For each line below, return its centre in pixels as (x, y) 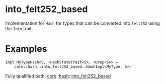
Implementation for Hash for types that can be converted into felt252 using (82, 23)
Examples (26, 49)
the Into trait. (19, 28)
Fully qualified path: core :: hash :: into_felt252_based (58, 76)
